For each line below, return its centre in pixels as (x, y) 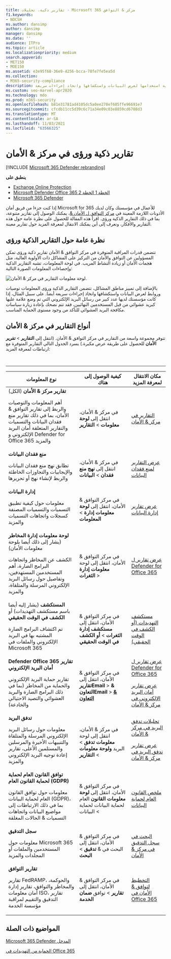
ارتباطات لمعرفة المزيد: (28, 349)
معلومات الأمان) (25, 548)
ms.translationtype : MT (31, 114)
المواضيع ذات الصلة (33, 929)
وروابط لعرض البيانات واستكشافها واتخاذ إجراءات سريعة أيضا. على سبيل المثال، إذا (83, 294)
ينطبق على (16, 177)
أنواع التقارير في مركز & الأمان (48, 326)
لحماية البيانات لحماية (102, 805)
